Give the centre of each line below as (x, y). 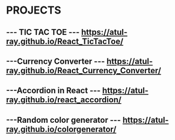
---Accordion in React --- (54, 91)
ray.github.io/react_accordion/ (64, 100)
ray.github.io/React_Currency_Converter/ (84, 71)
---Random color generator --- (64, 120)
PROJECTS (34, 10)
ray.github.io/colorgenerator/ (61, 129)
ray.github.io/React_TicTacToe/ (65, 41)
